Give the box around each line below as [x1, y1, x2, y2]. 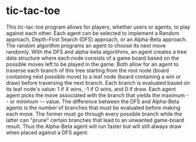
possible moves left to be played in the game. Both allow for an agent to [6, 60, 179, 68]
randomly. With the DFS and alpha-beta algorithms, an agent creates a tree [6, 48, 187, 55]
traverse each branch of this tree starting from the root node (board [6, 67, 169, 74]
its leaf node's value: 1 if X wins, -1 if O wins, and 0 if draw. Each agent [6, 85, 176, 92]
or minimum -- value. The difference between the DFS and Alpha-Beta [9, 98, 180, 105]
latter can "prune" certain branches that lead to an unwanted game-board [6, 116, 184, 123]
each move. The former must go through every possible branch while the [6, 110, 183, 117]
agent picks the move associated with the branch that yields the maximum [6, 92, 185, 99]
